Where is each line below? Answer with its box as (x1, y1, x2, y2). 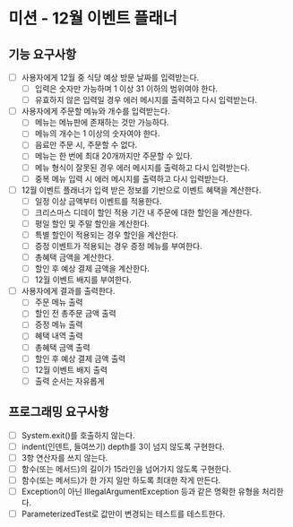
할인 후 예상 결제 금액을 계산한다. (34, 263, 150, 274)
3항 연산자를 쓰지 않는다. (21, 452, 108, 462)
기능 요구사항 (8, 47, 77, 62)
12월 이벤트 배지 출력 (34, 364, 108, 375)
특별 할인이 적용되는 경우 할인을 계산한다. (34, 229, 179, 240)
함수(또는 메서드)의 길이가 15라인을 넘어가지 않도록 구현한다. (21, 463, 232, 474)
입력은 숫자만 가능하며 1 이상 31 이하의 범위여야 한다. (34, 83, 219, 94)
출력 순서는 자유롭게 (34, 376, 105, 386)
